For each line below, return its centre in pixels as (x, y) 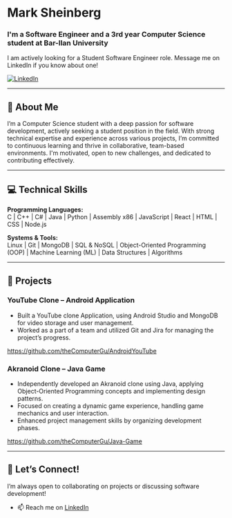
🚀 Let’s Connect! (43, 469)
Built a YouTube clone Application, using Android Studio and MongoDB (118, 315)
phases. (28, 428)
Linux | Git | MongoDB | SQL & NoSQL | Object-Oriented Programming (107, 245)
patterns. (30, 398)
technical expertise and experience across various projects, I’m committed (113, 138)
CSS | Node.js (27, 224)
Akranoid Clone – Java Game (56, 369)
